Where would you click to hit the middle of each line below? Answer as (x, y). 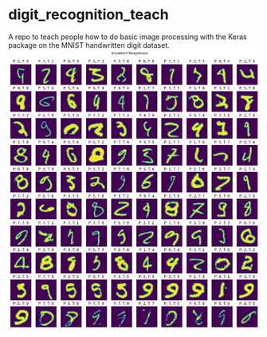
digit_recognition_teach (88, 15)
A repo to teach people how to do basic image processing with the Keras (128, 37)
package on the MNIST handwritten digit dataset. (89, 45)
